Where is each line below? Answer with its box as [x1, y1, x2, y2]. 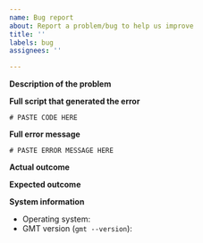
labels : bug [9, 38, 54, 47]
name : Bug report [9, 13, 74, 22]
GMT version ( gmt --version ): [21, 223, 132, 234]
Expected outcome [9, 180, 81, 190]
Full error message [9, 129, 80, 139]
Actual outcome [9, 162, 70, 172]
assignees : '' [9, 46, 63, 55]
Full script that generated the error [9, 96, 140, 107]
